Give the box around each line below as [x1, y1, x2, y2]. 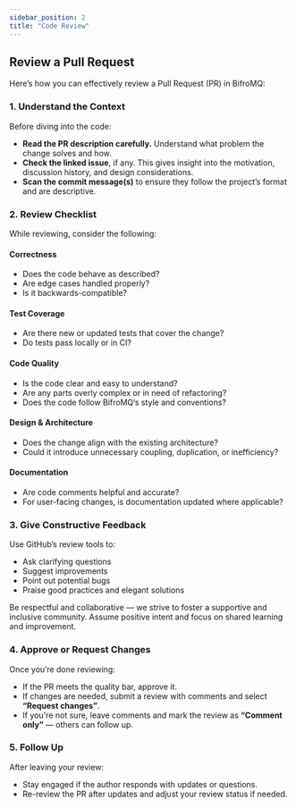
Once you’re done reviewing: [9, 663, 116, 675]
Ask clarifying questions [21, 556, 112, 568]
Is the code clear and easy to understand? [21, 377, 178, 389]
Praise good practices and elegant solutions [21, 585, 185, 595]
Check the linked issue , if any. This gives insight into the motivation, [21, 157, 275, 168]
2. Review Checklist [9, 207, 97, 220]
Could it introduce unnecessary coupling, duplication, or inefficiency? [21, 446, 279, 457]
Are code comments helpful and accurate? [21, 486, 180, 497]
